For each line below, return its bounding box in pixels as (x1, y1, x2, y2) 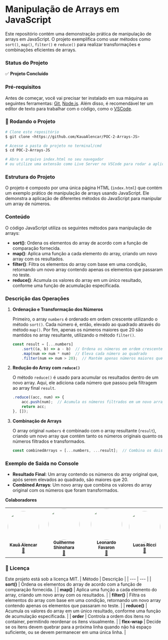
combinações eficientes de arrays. (5, 47, 76, 53)
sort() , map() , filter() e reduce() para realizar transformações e (5, 41, 140, 47)
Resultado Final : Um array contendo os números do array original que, (12, 471, 158, 477)
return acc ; (21, 404, 46, 409)
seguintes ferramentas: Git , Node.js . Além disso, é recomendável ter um (5, 100, 153, 106)
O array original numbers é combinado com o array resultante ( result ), (12, 427, 156, 433)
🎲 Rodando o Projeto (5, 118, 56, 125)
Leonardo (96, 540, 116, 545)
